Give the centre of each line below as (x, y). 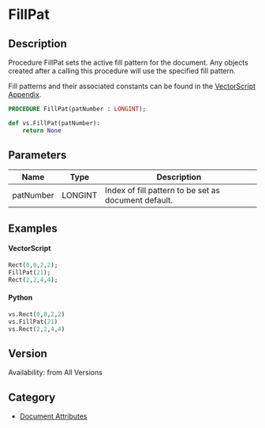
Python (21, 298)
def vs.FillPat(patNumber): (54, 123)
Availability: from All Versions (55, 373)
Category (32, 397)
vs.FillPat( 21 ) (33, 322)
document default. (139, 200)
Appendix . (25, 95)
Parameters (37, 155)
